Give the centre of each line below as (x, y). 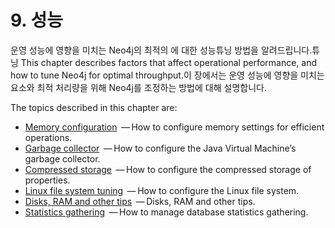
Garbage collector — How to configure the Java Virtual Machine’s (160, 148)
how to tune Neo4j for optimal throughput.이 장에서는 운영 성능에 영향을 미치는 (167, 75)
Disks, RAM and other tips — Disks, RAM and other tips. (140, 201)
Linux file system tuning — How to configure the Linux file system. (162, 190)
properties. (47, 180)
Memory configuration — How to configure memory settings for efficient (174, 127)
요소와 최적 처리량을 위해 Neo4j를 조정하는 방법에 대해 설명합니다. (138, 87)
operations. (48, 137)
